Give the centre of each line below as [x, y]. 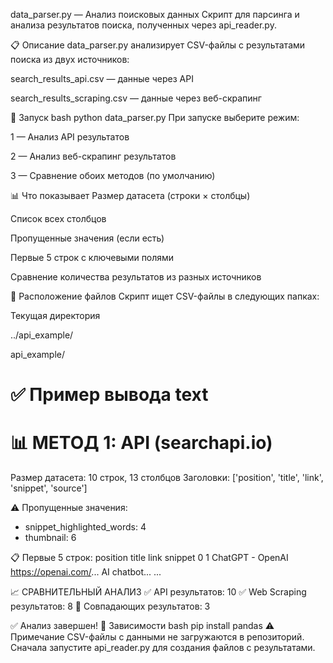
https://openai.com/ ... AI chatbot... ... [86, 572]
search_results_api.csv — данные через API [102, 78]
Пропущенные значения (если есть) [87, 238]
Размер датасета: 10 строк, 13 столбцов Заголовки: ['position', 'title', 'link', [167, 478]
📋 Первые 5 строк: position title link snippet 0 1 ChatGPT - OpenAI [149, 558]
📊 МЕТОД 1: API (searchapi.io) [141, 443]
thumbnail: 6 [50, 538]
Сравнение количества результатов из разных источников [136, 277]
